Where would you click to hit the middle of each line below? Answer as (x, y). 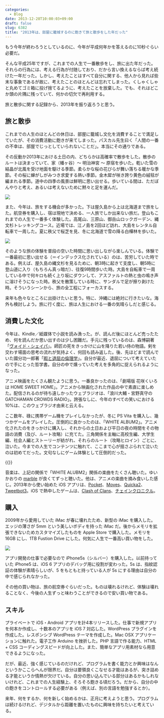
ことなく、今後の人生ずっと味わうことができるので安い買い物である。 (80, 593)
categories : (17, 10)
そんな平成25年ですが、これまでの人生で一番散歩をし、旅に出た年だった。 (80, 63)
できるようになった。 (26, 653)
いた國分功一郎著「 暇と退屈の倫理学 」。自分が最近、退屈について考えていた (81, 358)
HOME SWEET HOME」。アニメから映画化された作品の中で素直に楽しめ (82, 387)
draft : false (18, 23)
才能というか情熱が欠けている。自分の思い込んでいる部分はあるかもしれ (82, 676)
